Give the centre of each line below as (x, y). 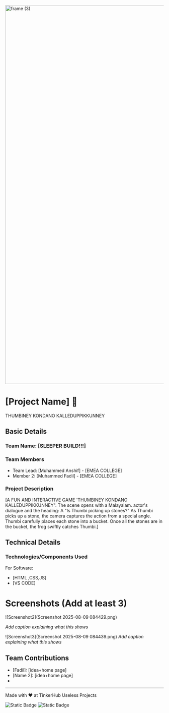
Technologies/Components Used (47, 557)
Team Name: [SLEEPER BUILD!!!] (46, 446)
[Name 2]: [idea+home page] (43, 676)
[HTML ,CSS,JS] (29, 577)
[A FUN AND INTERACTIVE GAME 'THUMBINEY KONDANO (66, 500)
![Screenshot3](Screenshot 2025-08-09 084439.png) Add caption (75, 637)
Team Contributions (37, 658)
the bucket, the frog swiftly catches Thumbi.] (52, 526)
